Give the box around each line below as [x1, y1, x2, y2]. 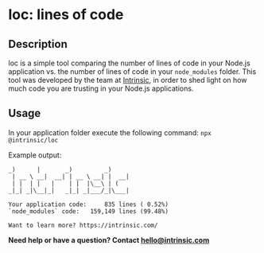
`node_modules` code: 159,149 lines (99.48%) [8, 207, 169, 216]
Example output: [8, 150, 62, 160]
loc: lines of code [8, 6, 124, 24]
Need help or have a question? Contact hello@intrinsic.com [8, 235, 210, 244]
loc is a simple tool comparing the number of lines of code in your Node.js [8, 58, 250, 68]
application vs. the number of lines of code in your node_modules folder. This [8, 67, 257, 76]
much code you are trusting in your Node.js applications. [8, 84, 194, 93]
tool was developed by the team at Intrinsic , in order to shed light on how [8, 76, 247, 84]
